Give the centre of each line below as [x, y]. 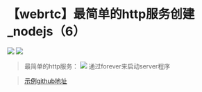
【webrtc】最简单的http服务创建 [101, 14]
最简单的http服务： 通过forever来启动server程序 [97, 66]
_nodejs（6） [46, 31]
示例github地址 [45, 81]
